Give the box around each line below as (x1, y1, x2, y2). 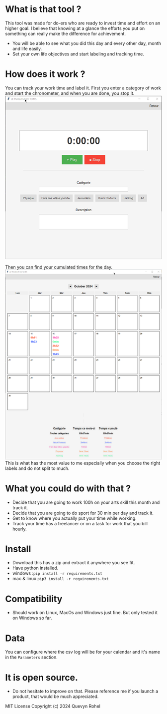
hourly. (12, 526, 27, 532)
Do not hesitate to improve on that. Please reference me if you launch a (12, 688, 159, 695)
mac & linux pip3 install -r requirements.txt (12, 576, 109, 582)
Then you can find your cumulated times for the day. (5, 264, 113, 270)
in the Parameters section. (5, 654, 58, 660)
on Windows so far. (12, 615, 52, 621)
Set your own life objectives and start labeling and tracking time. (12, 51, 144, 57)
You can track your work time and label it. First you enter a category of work (5, 85, 162, 91)
